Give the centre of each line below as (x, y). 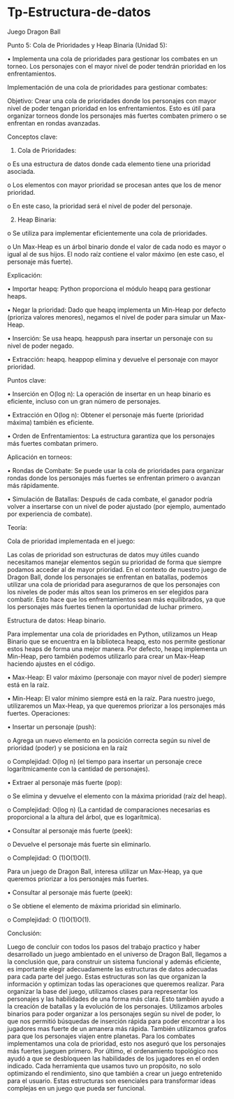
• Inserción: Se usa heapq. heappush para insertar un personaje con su (110, 338)
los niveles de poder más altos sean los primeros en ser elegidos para (108, 592)
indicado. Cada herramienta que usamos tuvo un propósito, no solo (104, 1065)
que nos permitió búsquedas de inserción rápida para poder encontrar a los (116, 1021)
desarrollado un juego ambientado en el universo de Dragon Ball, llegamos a (117, 954)
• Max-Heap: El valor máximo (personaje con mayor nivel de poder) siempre (117, 677)
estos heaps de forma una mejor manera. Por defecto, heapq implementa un (117, 648)
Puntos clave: (27, 380)
